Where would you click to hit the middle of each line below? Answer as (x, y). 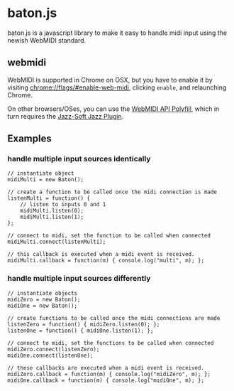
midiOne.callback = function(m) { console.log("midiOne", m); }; (106, 380)
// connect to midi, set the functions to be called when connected (111, 343)
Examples (29, 139)
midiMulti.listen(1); (52, 217)
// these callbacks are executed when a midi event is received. (106, 368)
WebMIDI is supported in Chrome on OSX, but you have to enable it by (110, 80)
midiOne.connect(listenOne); (50, 355)
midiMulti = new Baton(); (45, 180)
